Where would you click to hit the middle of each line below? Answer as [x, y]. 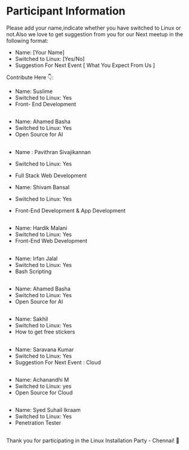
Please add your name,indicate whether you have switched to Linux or [94, 28]
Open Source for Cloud [44, 393]
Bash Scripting [33, 271]
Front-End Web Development [51, 241]
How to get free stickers [45, 332]
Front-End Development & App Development [70, 210]
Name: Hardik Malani [41, 228]
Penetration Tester [38, 423]
